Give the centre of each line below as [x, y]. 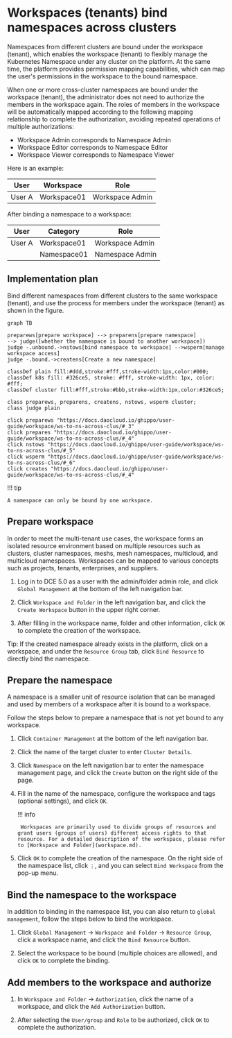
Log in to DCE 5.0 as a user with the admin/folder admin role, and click [117, 581]
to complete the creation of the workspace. [79, 630]
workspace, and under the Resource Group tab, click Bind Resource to [106, 651]
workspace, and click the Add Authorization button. [91, 1006]
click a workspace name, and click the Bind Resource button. [104, 940]
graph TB [20, 323]
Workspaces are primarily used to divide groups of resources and [118, 827]
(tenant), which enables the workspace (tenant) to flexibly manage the [107, 54]
